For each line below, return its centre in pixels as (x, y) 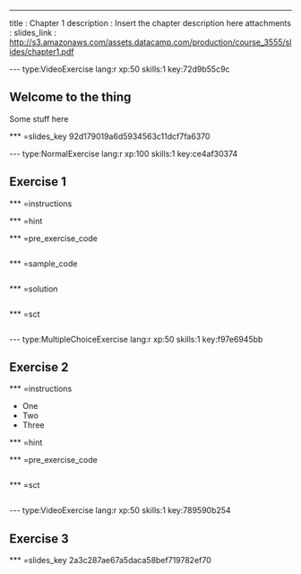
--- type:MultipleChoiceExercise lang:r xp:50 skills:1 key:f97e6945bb (136, 339)
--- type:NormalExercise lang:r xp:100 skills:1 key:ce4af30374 (124, 153)
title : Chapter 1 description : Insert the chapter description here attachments (150, 23)
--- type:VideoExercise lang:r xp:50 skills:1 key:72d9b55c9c (120, 69)
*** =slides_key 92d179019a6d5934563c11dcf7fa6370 (110, 136)
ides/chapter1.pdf (42, 52)
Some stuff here (39, 118)
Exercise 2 (39, 367)
